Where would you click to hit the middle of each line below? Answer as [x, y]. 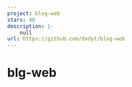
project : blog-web [34, 13]
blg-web [32, 73]
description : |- [30, 26]
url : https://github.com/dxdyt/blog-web [66, 39]
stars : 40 [21, 20]
